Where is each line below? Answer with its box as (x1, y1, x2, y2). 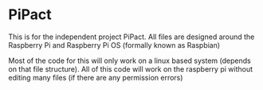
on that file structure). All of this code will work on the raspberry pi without (8, 64, 253, 73)
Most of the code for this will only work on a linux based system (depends (8, 56, 251, 65)
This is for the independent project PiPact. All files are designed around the (8, 32, 255, 41)
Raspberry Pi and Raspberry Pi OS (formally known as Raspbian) (8, 40, 221, 49)
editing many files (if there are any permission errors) (8, 72, 183, 82)
